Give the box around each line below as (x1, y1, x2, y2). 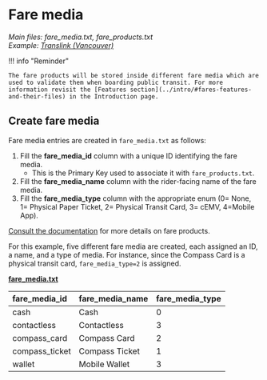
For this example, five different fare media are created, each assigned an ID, (8, 242, 258, 251)
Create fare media (8, 114, 100, 128)
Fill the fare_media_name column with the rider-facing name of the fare (19, 176, 257, 186)
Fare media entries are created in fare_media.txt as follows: (8, 135, 206, 145)
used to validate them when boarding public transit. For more (8, 78, 224, 86)
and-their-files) (8, 92, 66, 101)
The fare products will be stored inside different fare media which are (8, 71, 260, 79)
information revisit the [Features (8, 86, 127, 94)
